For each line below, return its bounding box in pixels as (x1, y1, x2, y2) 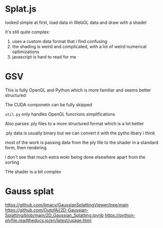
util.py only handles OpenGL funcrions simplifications (5, 111, 115, 117)
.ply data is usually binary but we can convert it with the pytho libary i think (5, 130, 155, 136)
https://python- (104, 212, 135, 218)
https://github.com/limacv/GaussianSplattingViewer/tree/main (5, 202, 129, 208)
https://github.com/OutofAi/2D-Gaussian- (5, 207, 89, 213)
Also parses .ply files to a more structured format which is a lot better (5, 120, 144, 126)
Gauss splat (5, 186, 54, 197)
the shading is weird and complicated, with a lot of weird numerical (12, 43, 147, 49)
